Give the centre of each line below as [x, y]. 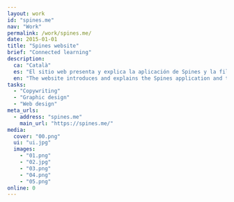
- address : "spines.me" [48, 117]
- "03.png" [36, 168]
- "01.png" [36, 156]
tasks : [17, 85]
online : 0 [22, 188]
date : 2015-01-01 [32, 40]
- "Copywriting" [37, 91]
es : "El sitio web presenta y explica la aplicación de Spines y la [115, 71]
